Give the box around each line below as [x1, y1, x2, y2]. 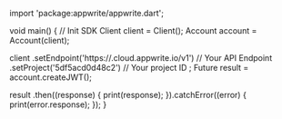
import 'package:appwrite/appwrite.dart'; [9, 8, 164, 18]
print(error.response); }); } [9, 99, 107, 110]
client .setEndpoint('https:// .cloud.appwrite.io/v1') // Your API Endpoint [9, 53, 273, 63]
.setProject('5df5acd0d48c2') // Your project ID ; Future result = [9, 63, 249, 73]
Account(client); [9, 35, 70, 45]
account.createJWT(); [9, 72, 93, 83]
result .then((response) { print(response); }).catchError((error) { [9, 90, 247, 100]
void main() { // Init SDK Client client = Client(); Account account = [9, 25, 257, 35]
